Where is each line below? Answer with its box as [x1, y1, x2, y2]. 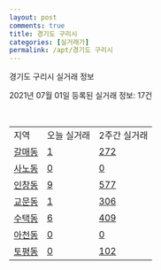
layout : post [9, 12, 57, 22]
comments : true [9, 21, 65, 30]
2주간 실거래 [98, 129, 149, 142]
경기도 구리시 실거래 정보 [9, 72, 95, 82]
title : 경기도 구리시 [9, 29, 78, 38]
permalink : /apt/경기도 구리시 [9, 46, 113, 55]
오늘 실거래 [47, 129, 91, 142]
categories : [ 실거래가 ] [9, 37, 90, 47]
